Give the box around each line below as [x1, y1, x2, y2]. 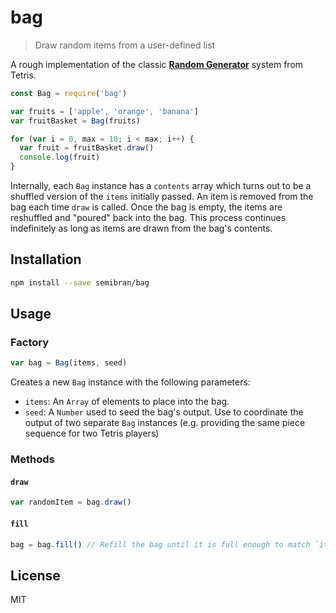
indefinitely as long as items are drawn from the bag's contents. [10, 222, 273, 235]
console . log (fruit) [19, 152, 101, 163]
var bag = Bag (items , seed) [10, 358, 128, 368]
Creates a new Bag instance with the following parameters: [10, 376, 251, 388]
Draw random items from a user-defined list [34, 39, 216, 51]
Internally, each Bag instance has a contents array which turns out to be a [10, 180, 312, 192]
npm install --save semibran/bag [10, 277, 150, 288]
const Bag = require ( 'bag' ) [10, 88, 128, 98]
